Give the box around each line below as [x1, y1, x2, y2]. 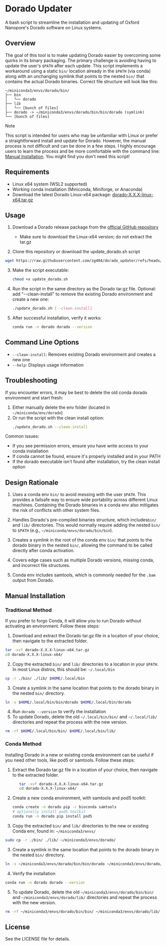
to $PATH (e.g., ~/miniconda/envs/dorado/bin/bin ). [12, 527, 114, 533]
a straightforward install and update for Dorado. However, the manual [5, 137, 146, 144]
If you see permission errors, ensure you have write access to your [12, 443, 149, 449]
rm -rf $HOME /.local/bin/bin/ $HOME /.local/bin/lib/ [5, 729, 116, 734]
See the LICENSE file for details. [5, 936, 71, 942]
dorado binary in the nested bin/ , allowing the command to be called [12, 542, 153, 548]
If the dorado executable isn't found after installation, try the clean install [12, 459, 160, 465]
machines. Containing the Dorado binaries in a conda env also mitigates [12, 502, 159, 508]
